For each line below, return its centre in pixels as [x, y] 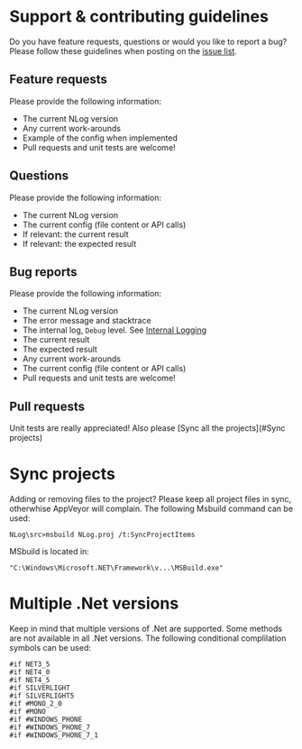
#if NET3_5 [30, 664]
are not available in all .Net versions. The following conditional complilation [148, 638]
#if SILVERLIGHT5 [42, 696]
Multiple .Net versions [94, 603]
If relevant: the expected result [79, 243]
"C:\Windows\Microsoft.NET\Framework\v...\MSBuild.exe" [116, 568]
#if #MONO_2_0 [36, 704]
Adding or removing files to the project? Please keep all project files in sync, [151, 499]
